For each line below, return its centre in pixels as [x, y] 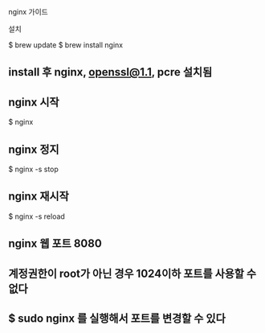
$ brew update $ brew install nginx [65, 45]
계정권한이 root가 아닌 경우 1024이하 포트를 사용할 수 [132, 273]
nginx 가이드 [28, 12]
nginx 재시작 [39, 197]
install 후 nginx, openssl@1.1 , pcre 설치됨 [110, 72]
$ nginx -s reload [37, 216]
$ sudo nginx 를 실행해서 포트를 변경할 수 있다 [117, 319]
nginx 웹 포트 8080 [55, 244]
